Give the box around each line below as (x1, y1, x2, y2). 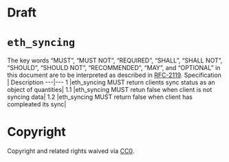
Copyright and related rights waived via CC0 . (7, 147, 135, 155)
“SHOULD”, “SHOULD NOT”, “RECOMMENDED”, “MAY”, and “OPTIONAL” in (7, 64, 221, 72)
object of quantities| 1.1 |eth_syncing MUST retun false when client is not (7, 86, 212, 94)
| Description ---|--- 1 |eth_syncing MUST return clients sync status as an (7, 78, 215, 86)
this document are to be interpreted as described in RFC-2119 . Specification (7, 71, 222, 80)
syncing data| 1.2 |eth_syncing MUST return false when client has (7, 93, 193, 101)
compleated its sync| (7, 100, 67, 108)
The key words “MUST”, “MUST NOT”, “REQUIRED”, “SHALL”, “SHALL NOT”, (7, 56, 223, 65)
